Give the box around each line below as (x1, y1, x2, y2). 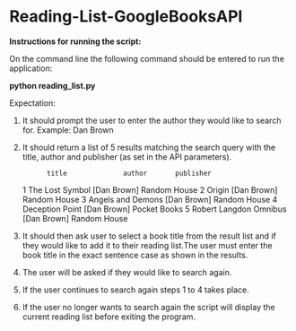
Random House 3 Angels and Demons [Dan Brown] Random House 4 (22, 194, 278, 205)
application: (9, 63, 53, 74)
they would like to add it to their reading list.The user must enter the (22, 240, 273, 250)
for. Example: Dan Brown (22, 124, 114, 135)
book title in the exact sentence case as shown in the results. (22, 249, 248, 260)
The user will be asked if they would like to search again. (22, 266, 232, 277)
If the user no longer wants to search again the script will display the (22, 301, 275, 312)
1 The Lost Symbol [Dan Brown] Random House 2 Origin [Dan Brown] (22, 184, 278, 195)
